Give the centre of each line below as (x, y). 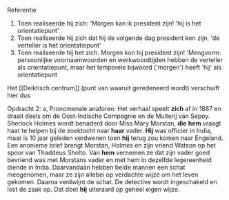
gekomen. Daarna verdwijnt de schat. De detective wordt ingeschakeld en (112, 182)
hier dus (19, 95)
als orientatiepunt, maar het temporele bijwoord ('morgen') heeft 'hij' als (119, 67)
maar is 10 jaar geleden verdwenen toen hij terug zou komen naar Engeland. (115, 138)
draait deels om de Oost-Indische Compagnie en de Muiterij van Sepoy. (109, 116)
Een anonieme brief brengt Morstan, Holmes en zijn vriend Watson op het (111, 145)
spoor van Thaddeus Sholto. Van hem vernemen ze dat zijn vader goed (109, 152)
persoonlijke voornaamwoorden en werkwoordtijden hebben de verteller (120, 60)
